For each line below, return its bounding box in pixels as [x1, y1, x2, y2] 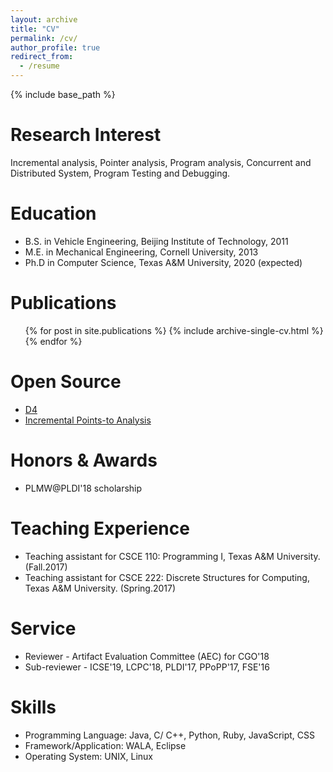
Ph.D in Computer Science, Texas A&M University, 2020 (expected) [24, 256, 303, 268]
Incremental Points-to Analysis [24, 414, 152, 426]
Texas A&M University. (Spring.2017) [24, 582, 177, 594]
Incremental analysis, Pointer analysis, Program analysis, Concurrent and [10, 156, 312, 168]
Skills [10, 696, 57, 718]
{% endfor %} [24, 335, 83, 347]
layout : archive [10, 14, 78, 25]
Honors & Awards [10, 449, 158, 471]
